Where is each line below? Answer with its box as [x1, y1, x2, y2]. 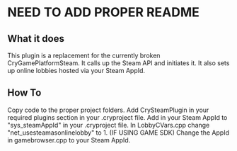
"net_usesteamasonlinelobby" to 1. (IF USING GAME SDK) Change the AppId [7, 128, 230, 137]
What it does [7, 33, 65, 45]
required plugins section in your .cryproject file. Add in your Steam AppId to [7, 113, 228, 121]
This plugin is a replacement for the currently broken [7, 51, 161, 60]
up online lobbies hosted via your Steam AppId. [7, 67, 146, 74]
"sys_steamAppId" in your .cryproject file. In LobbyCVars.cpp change [7, 121, 210, 129]
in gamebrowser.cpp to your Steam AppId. [7, 135, 131, 144]
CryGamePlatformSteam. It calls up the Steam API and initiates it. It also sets [7, 59, 230, 67]
